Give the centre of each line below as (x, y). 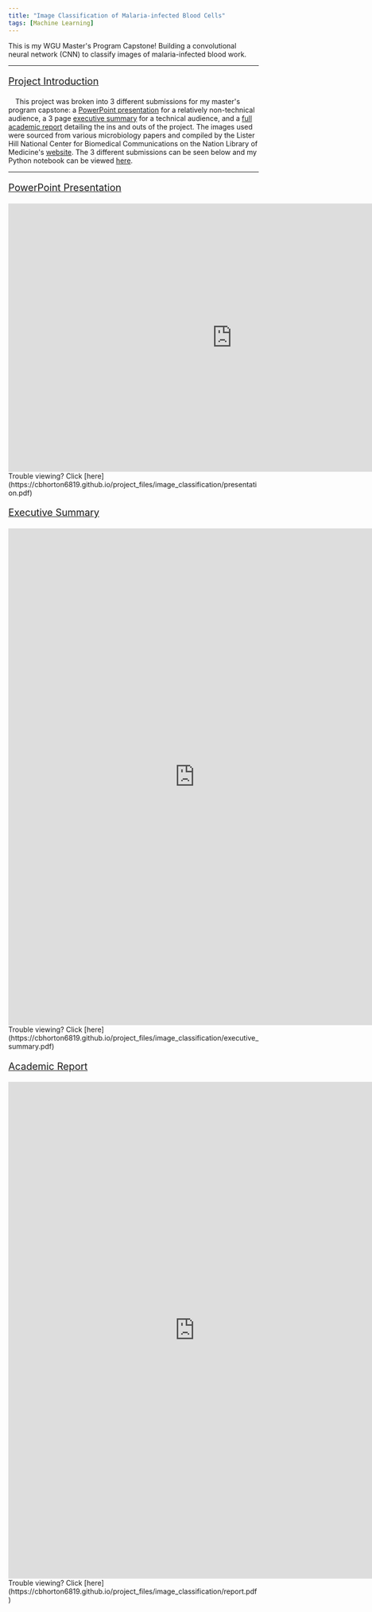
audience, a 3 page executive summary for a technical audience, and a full (130, 118)
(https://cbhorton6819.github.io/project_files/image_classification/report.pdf (133, 1591)
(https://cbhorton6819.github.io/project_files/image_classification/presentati (132, 484)
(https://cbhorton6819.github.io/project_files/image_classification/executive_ (134, 1038)
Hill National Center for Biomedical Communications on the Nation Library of (133, 143)
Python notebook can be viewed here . (71, 161)
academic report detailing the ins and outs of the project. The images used (130, 126)
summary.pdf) (31, 1047)
